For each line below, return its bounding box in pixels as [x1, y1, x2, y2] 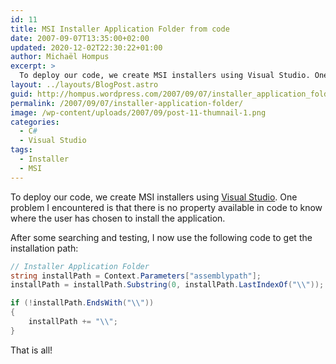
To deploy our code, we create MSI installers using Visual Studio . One [10, 191, 298, 203]
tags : [10, 145, 33, 155]
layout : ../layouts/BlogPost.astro [10, 80, 159, 90]
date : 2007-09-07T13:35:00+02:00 [10, 33, 150, 43]
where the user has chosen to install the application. [10, 212, 226, 224]
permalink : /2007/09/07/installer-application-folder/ [10, 98, 244, 108]
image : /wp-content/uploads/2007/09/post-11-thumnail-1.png [10, 107, 267, 118]
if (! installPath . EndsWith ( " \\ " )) [10, 298, 155, 308]
